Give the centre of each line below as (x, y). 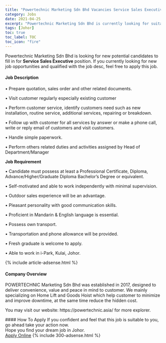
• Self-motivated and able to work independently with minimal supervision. (81, 186)
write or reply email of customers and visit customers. (60, 128)
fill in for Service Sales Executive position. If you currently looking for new (81, 61)
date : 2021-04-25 (23, 19)
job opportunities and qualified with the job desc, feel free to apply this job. (82, 66)
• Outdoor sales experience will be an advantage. (56, 195)
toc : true (15, 33)
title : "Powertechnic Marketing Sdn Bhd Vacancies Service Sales (74, 10)
